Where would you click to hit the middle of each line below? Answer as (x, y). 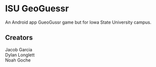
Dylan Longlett (20, 55)
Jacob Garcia (19, 49)
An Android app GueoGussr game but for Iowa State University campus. (78, 22)
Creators (19, 38)
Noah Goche (18, 60)
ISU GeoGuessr (37, 9)
